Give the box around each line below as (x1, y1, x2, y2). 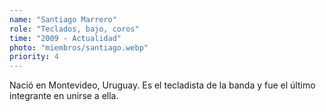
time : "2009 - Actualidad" (9, 33, 122, 43)
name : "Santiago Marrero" (9, 14, 117, 25)
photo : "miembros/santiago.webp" (9, 42, 149, 53)
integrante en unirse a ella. (9, 90, 119, 102)
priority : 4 (9, 52, 59, 62)
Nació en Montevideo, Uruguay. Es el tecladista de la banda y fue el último (9, 79, 316, 91)
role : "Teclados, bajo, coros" (9, 24, 140, 34)
